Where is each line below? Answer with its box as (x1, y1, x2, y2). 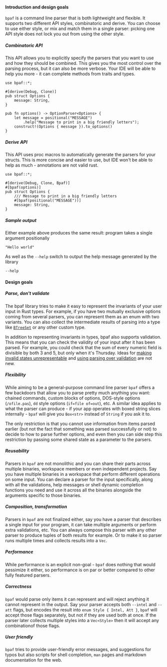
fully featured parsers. (5, 572, 51, 578)
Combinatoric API (5, 42, 43, 48)
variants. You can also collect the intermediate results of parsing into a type (5, 319, 161, 325)
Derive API (5, 139, 28, 145)
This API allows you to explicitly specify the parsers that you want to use (5, 55, 154, 61)
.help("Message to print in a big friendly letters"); (23, 120, 140, 125)
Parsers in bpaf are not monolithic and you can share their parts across (5, 460, 151, 466)
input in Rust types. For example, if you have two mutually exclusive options (5, 308, 161, 314)
